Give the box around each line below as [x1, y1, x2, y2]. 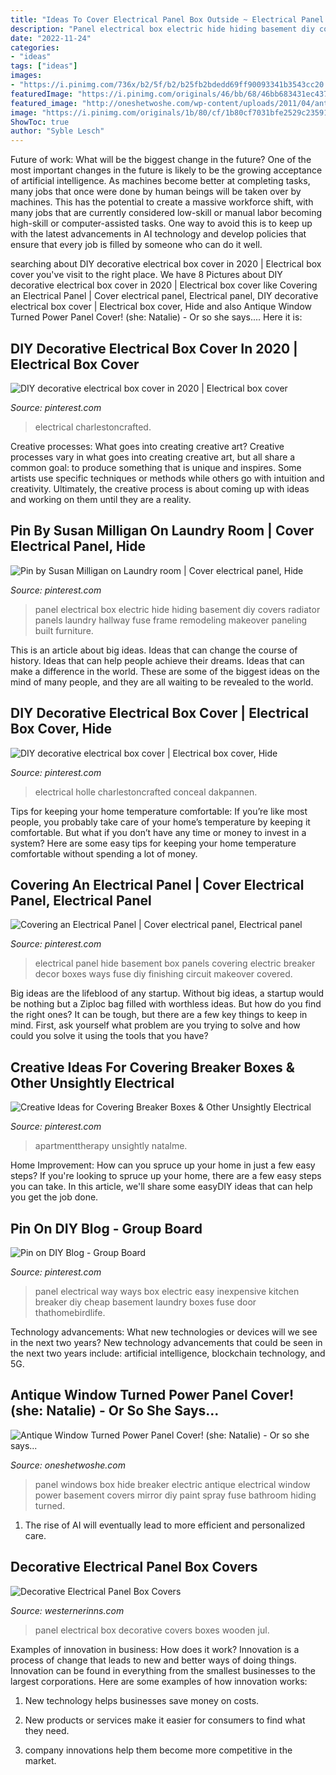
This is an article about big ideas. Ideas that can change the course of [10, 644, 298, 656]
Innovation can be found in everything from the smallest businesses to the [10, 1664, 316, 1676]
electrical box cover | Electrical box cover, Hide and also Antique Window [10, 301, 313, 313]
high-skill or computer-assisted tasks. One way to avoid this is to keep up [10, 217, 313, 230]
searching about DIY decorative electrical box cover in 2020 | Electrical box [10, 258, 322, 270]
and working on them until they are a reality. [10, 493, 192, 505]
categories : [10, 42, 60, 53]
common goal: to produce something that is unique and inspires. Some [10, 461, 302, 473]
